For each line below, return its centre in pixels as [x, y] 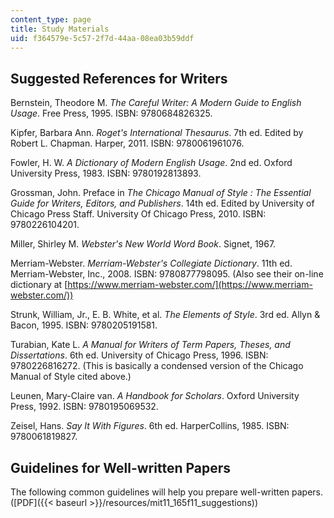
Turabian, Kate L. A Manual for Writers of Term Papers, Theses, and [150, 345]
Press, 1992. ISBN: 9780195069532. [84, 407]
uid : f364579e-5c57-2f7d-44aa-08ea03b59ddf [102, 38]
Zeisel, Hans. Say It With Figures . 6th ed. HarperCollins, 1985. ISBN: [150, 426]
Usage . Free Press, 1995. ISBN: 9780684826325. [111, 113]
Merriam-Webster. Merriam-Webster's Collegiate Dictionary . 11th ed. [151, 263]
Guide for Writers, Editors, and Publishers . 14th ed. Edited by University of [162, 203]
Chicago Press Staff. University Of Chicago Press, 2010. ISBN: [138, 214]
